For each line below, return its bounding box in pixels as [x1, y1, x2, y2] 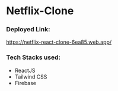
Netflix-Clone [6, 4, 74, 18]
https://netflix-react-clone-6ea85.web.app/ [6, 38, 112, 45]
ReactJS [14, 67, 36, 74]
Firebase [14, 79, 37, 86]
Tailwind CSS [14, 73, 47, 80]
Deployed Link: [6, 25, 50, 34]
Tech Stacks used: [6, 53, 61, 61]
